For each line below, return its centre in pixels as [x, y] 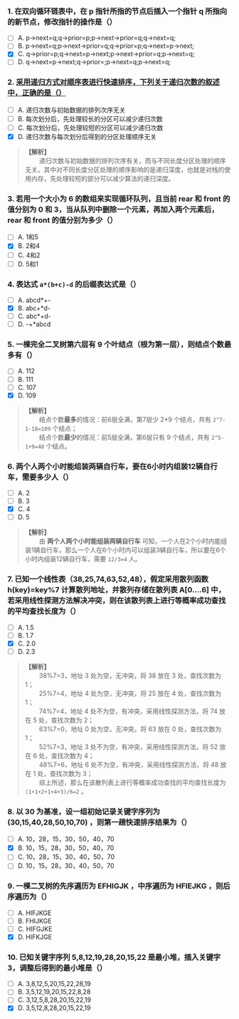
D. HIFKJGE [34, 937]
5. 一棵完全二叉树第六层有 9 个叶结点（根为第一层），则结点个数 [116, 345]
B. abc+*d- [34, 308]
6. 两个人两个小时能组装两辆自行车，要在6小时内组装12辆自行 [113, 466]
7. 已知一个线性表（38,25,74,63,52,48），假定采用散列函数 [108, 579]
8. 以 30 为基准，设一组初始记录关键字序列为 [84, 812]
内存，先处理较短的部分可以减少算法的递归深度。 [103, 179]
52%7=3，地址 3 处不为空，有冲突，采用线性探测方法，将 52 [128, 747]
